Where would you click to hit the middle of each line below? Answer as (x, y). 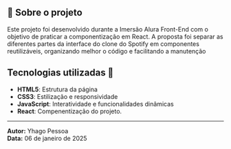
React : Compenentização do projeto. (69, 111)
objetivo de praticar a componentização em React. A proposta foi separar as (115, 36)
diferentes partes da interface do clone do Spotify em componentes (103, 44)
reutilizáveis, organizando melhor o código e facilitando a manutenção (107, 51)
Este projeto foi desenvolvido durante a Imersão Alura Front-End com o (108, 29)
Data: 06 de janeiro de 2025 (47, 138)
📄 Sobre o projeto (45, 13)
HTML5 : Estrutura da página (57, 89)
